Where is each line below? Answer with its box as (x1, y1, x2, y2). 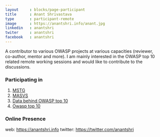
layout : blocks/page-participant (5, 7, 85, 12)
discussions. (5, 64, 31, 69)
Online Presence (5, 115, 46, 122)
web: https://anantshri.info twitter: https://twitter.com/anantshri (5, 127, 134, 133)
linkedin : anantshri (5, 26, 54, 31)
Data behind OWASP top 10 (12, 98, 68, 104)
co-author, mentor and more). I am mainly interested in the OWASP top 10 (5, 53, 155, 59)
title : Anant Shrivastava (5, 12, 72, 17)
